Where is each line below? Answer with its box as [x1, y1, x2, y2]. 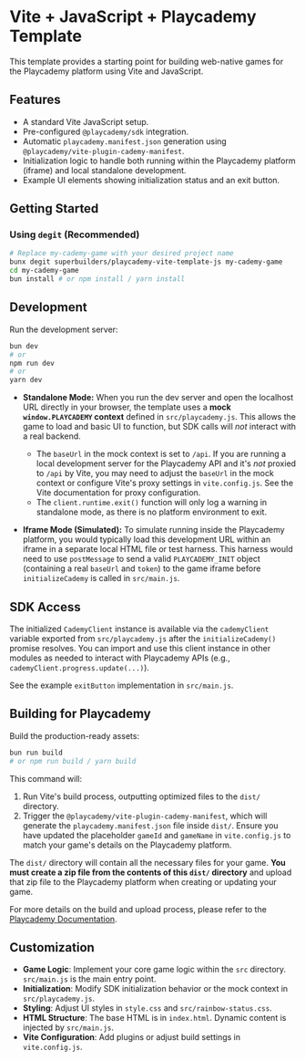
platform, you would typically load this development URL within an [22, 534, 271, 545]
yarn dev [9, 376, 43, 385]
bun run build [9, 748, 64, 757]
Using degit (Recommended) [9, 228, 140, 241]
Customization [9, 940, 96, 955]
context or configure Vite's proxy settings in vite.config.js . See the [36, 477, 294, 489]
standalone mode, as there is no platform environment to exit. [36, 506, 267, 517]
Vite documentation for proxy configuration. [36, 487, 201, 498]
